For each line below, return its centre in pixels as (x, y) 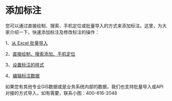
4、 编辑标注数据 (23, 75)
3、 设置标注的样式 (25, 65)
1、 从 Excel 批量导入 (27, 43)
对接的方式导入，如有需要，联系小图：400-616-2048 (61, 93)
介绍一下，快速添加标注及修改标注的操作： (55, 32)
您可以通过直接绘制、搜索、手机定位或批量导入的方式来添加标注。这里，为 (84, 26)
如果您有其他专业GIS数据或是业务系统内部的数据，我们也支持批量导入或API (84, 86)
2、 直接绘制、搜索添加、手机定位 (40, 54)
